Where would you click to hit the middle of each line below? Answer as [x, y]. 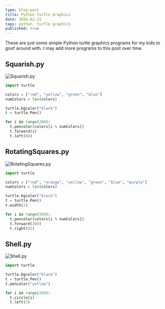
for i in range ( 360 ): [28, 214]
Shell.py [18, 244]
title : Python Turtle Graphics [38, 15]
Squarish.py [25, 64]
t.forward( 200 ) [26, 224]
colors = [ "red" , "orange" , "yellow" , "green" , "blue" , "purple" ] [76, 182]
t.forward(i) [23, 131]
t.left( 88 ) [21, 136]
